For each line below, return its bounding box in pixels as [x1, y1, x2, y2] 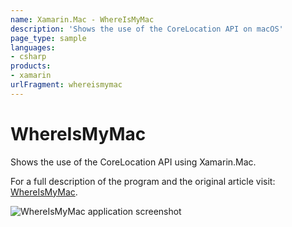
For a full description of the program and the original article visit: [10, 175, 276, 187]
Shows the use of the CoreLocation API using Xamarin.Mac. [10, 156, 257, 168]
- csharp [10, 52, 47, 62]
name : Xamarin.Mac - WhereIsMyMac [10, 14, 155, 25]
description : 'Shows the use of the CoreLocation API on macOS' [10, 24, 284, 34]
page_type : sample [10, 33, 87, 43]
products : [10, 61, 52, 71]
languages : [10, 42, 56, 53]
